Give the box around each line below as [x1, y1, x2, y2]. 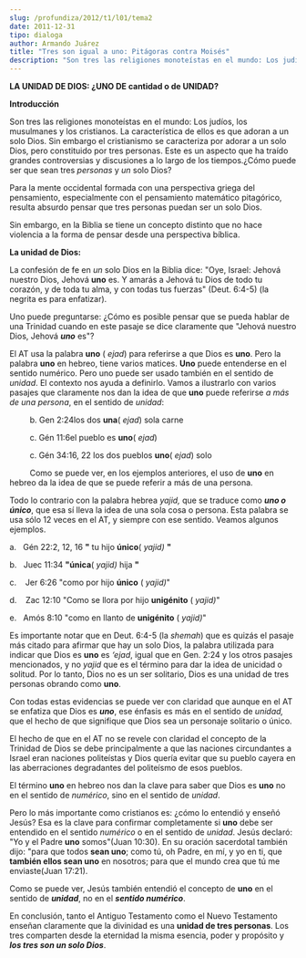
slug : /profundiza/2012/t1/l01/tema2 [9, 13, 153, 23]
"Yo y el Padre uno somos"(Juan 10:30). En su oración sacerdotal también [9, 837, 289, 847]
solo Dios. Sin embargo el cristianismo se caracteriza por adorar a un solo [9, 136, 287, 146]
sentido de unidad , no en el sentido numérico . [9, 893, 186, 903]
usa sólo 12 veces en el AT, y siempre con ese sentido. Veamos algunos [9, 515, 280, 525]
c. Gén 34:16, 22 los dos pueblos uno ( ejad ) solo [29, 450, 212, 461]
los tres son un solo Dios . [9, 940, 107, 950]
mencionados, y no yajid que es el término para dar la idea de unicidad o [9, 659, 283, 670]
